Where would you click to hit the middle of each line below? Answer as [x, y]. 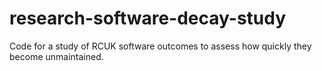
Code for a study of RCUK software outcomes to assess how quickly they [160, 46]
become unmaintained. [56, 56]
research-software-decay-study [148, 18]
